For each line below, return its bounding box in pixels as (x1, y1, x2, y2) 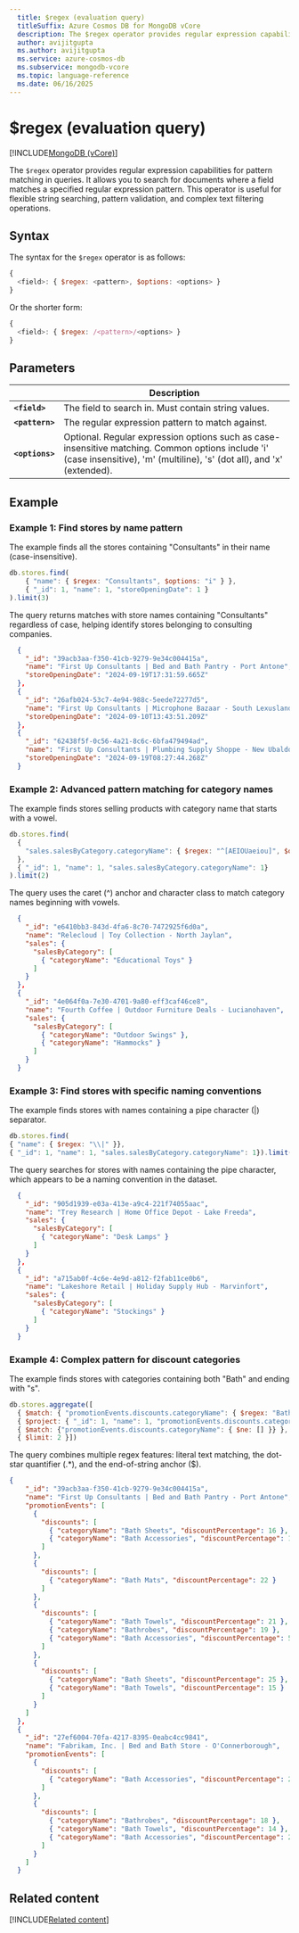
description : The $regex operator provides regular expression (17, 29, 256, 38)
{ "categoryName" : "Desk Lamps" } (41, 1233, 169, 1242)
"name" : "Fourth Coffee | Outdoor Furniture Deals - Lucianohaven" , (25, 1005, 285, 1014)
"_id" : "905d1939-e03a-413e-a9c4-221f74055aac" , (25, 1199, 209, 1209)
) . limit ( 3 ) (9, 593, 50, 602)
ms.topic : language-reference (17, 71, 129, 80)
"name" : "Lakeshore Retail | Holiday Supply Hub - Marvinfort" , (25, 1282, 269, 1292)
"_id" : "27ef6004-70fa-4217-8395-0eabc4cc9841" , (25, 1733, 209, 1742)
